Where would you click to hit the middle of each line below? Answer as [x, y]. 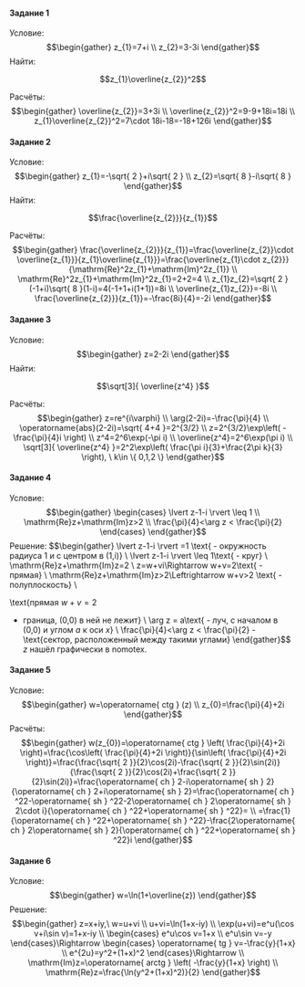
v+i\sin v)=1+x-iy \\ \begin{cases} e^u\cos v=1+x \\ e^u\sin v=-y [153, 934]
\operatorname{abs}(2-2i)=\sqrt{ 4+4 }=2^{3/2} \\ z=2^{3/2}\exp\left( [150, 427]
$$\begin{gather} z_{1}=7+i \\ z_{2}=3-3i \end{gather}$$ [153, 47]
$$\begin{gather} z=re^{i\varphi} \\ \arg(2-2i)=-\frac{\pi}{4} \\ [153, 418]
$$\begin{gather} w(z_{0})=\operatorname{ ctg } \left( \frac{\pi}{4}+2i [153, 743]
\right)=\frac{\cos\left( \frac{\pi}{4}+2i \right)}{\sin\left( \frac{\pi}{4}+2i [153, 752]
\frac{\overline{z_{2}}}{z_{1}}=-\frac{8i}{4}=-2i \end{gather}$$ [153, 299]
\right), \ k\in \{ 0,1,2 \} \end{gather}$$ [153, 457]
